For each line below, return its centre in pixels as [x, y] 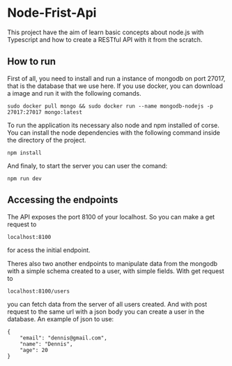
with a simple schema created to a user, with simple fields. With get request [116, 271]
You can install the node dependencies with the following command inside [114, 132]
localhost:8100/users [39, 291]
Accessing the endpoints [63, 200]
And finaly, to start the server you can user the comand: [87, 166]
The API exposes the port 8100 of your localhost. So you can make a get [111, 217]
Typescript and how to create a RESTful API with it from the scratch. [105, 39]
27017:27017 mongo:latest [45, 112]
